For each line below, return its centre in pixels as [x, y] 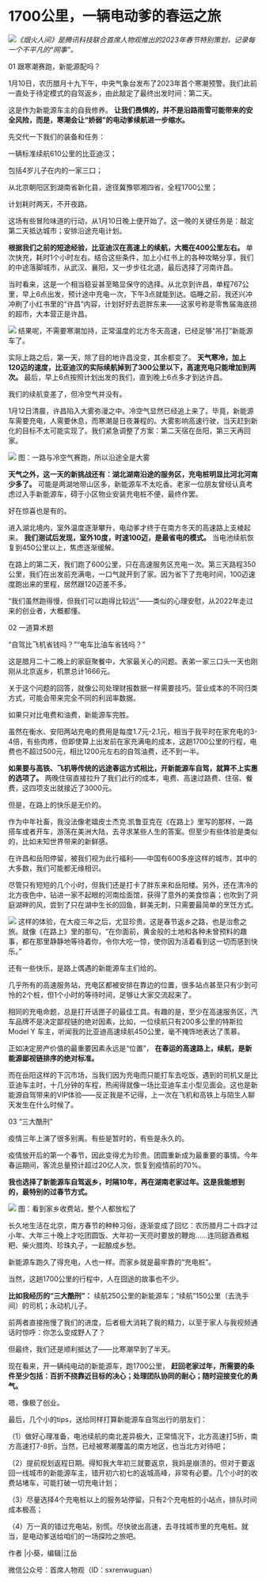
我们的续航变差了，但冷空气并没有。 [67, 394]
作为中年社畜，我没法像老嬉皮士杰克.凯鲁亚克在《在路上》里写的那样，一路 [131, 821]
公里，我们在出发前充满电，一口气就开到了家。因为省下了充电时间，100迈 [129, 574]
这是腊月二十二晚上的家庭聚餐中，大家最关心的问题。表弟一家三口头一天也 [129, 661]
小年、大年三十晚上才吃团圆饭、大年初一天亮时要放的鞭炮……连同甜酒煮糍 [129, 1235]
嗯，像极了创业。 [36, 1402]
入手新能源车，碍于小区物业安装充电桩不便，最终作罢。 [112, 494]
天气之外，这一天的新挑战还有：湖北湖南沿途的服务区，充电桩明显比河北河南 [133, 474]
